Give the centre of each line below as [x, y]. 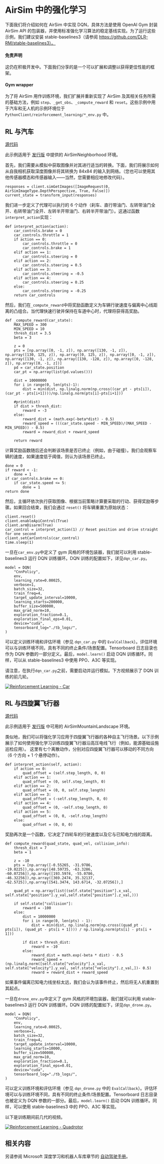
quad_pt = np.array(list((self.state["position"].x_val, [73, 891]
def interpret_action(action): [37, 227]
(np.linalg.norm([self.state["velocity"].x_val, [55, 964]
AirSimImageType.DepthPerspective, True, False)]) [58, 191]
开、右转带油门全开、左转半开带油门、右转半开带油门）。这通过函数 [72, 211]
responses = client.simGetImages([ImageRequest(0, [58, 187]
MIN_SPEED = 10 [29, 329]
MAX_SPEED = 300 [31, 325]
